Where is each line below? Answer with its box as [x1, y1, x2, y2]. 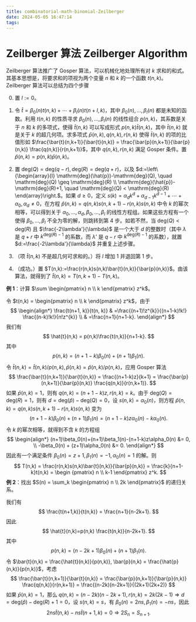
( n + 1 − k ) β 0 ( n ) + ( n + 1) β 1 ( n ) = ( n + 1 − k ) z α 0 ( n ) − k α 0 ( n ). [29, 415, 168, 423]
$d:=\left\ [136, 165, 158, 172]
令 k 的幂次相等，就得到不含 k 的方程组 [6, 426, 100, 433]
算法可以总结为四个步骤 [32, 82, 89, 89]
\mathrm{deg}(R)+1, [14, 185, 63, 192]
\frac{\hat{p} [147, 558, 179, 565]
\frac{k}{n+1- [151, 462, 184, 469]
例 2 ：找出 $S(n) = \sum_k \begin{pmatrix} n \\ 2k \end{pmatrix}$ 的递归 [6, 479, 182, 486]
